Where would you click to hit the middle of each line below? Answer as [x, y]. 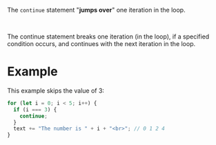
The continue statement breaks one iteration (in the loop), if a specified [108, 36]
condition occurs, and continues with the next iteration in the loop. [101, 44]
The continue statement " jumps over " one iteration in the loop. [96, 10]
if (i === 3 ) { [35, 109]
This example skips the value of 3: [56, 90]
